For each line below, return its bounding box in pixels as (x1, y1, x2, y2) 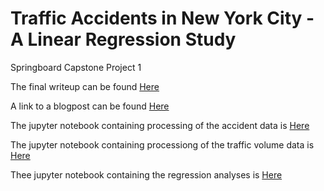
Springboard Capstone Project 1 (10, 61, 142, 73)
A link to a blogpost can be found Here (10, 100, 170, 112)
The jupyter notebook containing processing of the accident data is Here (10, 119, 310, 131)
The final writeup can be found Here (10, 80, 160, 92)
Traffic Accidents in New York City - (10, 7, 315, 30)
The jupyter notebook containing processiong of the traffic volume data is (10, 138, 315, 151)
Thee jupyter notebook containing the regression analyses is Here (10, 168, 283, 181)
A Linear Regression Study (10, 28, 237, 51)
